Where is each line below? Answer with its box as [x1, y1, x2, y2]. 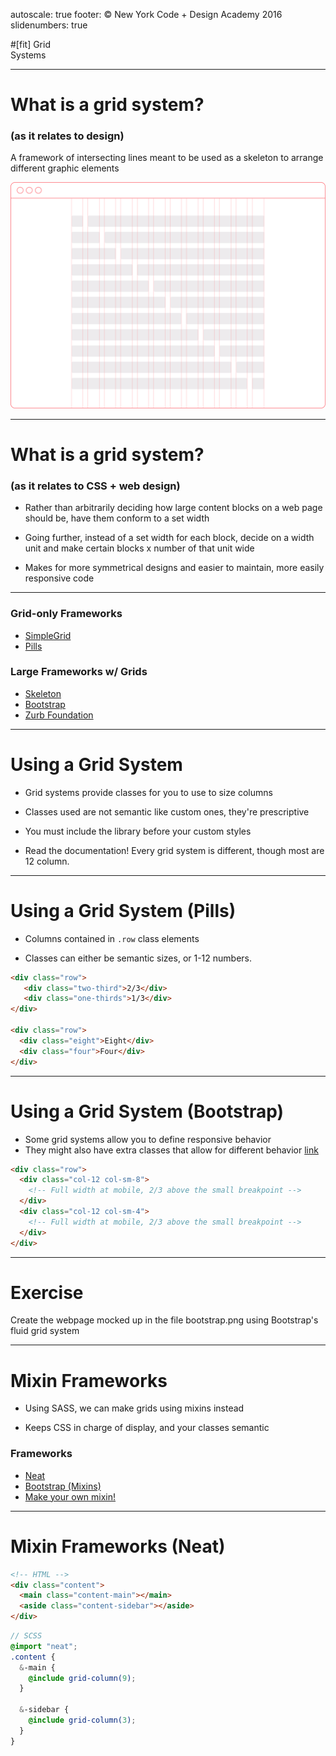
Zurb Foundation [24, 709, 94, 721]
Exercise [10, 1281, 84, 1304]
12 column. [24, 855, 70, 867]
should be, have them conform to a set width [24, 512, 210, 524]
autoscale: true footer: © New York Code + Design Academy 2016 [10, 9, 283, 20]
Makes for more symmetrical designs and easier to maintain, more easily [24, 562, 325, 574]
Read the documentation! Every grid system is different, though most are [24, 844, 325, 856]
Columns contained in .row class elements [24, 932, 200, 944]
